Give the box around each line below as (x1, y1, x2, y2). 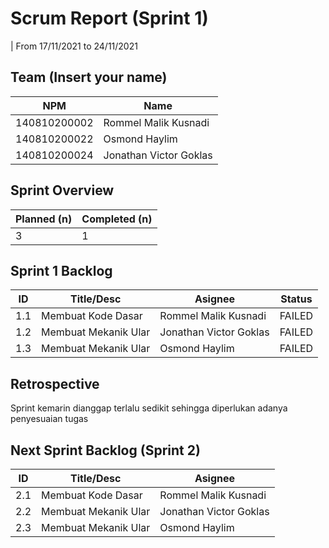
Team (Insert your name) (10, 69, 168, 86)
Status (280, 292, 313, 306)
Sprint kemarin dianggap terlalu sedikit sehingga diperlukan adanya (10, 402, 288, 414)
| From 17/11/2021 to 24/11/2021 (10, 40, 138, 52)
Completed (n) (81, 212, 153, 226)
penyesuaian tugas (10, 413, 89, 425)
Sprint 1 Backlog (10, 262, 113, 279)
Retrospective (10, 375, 100, 392)
